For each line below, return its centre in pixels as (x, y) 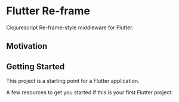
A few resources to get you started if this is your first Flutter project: (89, 92)
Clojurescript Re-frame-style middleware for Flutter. (70, 27)
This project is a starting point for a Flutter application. (73, 81)
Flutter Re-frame (48, 11)
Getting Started (36, 67)
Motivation (27, 46)
